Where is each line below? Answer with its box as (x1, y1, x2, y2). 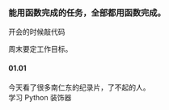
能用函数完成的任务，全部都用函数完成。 (8, 6, 166, 18)
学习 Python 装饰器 (8, 92, 72, 102)
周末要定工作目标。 (8, 44, 73, 54)
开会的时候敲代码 (8, 27, 65, 37)
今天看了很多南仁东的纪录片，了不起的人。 (8, 82, 150, 92)
